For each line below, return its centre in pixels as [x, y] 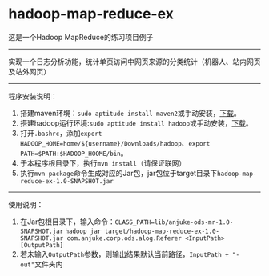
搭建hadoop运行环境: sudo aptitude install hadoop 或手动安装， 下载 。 [137, 123]
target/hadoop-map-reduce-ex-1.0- [162, 231]
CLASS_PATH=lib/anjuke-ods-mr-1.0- [174, 222]
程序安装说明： [33, 96]
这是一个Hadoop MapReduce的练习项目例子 [81, 37]
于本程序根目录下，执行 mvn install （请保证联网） [103, 163]
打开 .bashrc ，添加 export [61, 133]
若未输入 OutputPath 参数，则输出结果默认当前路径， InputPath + [124, 254]
